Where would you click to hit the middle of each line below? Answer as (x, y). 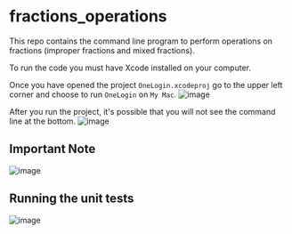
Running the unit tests (72, 199)
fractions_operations (88, 16)
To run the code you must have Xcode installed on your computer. (130, 68)
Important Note (53, 149)
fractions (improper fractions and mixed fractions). (102, 50)
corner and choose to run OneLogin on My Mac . (93, 94)
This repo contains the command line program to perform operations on (141, 41)
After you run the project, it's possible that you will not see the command (142, 111)
